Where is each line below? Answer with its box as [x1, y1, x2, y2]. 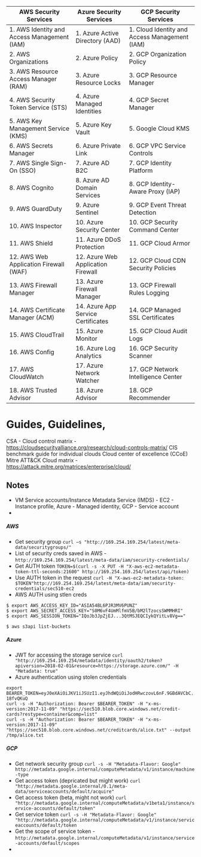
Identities [75, 107, 102, 115]
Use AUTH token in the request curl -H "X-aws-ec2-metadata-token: [14, 574, 184, 581]
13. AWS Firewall [9, 281, 57, 289]
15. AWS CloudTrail [9, 331, 65, 338]
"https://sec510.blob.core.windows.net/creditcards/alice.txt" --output [6, 727, 191, 733]
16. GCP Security [129, 344, 178, 352]
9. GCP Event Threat [129, 201, 187, 209]
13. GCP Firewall [129, 281, 176, 289]
